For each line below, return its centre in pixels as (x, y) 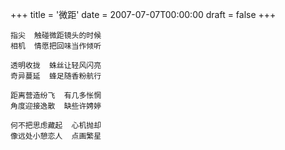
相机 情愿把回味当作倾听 (56, 46)
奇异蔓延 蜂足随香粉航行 (56, 76)
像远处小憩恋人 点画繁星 (56, 136)
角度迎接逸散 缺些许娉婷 (56, 106)
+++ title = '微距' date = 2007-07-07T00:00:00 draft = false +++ (143, 14)
